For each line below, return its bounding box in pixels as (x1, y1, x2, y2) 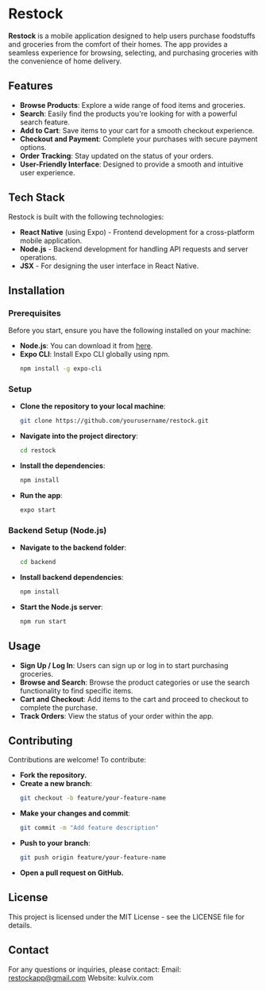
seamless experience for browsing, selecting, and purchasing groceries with (8, 48, 259, 57)
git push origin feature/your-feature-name (19, 854, 167, 861)
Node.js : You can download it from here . (19, 341, 153, 351)
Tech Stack (8, 191, 65, 205)
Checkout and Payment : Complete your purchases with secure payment (19, 134, 258, 144)
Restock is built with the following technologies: (8, 212, 164, 221)
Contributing (8, 735, 73, 748)
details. (8, 920, 33, 930)
